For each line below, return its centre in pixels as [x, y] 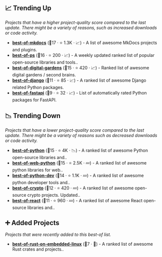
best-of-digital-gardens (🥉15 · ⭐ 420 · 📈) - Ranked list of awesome [81, 68]
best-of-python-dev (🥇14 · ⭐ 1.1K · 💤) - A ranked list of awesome [78, 175]
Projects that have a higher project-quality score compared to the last [76, 22]
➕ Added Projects [32, 223]
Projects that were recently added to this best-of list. [58, 234]
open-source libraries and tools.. [45, 62]
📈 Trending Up [28, 8]
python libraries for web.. [37, 170]
